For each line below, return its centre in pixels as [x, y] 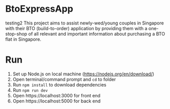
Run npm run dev [30, 90]
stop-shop [16, 34]
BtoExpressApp [39, 9]
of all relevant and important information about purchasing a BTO [97, 34]
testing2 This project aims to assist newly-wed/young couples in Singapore [84, 23]
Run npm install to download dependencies [59, 85]
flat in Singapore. [23, 39]
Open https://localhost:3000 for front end [57, 95]
